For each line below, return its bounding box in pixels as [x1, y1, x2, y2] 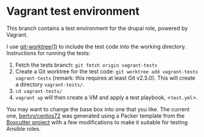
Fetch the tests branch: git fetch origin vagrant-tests [15, 61, 158, 68]
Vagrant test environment [6, 4, 140, 18]
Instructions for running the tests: [6, 49, 91, 56]
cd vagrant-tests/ [15, 88, 62, 94]
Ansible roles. [6, 125, 41, 132]
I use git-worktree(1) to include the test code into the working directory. [6, 43, 187, 50]
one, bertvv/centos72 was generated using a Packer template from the [6, 112, 185, 119]
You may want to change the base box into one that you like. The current [6, 105, 190, 113]
